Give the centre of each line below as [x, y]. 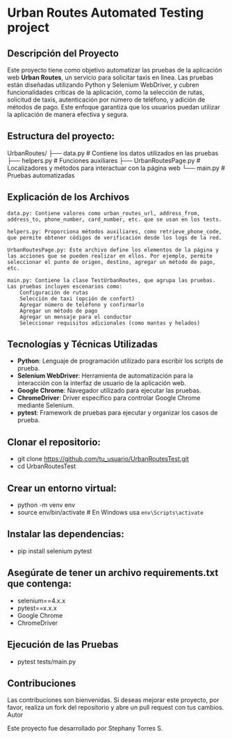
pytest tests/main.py [47, 661]
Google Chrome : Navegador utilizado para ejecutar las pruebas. [109, 391]
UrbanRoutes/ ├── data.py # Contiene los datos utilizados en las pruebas [113, 153]
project [28, 28]
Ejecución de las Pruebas [63, 645]
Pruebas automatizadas [41, 175]
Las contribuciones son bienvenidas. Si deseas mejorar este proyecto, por [114, 700]
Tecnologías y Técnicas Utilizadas [83, 344]
